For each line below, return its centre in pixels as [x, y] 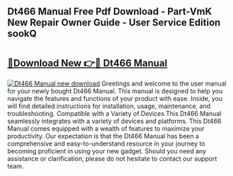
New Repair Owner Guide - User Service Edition [114, 23]
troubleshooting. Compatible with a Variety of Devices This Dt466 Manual [114, 113]
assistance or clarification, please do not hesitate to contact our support [112, 159]
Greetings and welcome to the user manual [164, 83]
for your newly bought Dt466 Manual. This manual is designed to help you [115, 91]
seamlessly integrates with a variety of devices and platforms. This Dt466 [114, 121]
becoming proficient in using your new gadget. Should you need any [107, 151]
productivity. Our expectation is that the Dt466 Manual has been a [103, 136]
